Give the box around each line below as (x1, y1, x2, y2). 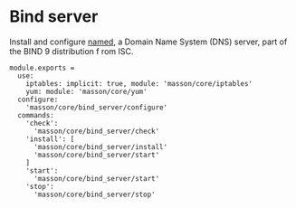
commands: (17, 110, 54, 119)
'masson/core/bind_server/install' (33, 142, 168, 151)
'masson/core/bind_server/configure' (25, 102, 168, 112)
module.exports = (9, 63, 75, 72)
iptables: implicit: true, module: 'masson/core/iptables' (25, 79, 253, 88)
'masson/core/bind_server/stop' (33, 190, 156, 199)
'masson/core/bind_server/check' (33, 127, 160, 136)
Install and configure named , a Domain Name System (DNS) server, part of (9, 36, 288, 47)
